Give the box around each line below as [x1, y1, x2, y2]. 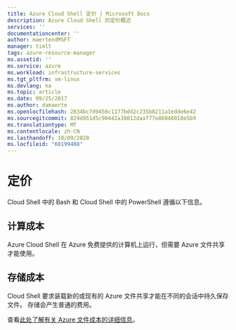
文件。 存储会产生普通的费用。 [7, 300, 96, 309]
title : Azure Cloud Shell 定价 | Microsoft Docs [7, 10, 150, 18]
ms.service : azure [7, 62, 61, 70]
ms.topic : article [7, 88, 61, 95]
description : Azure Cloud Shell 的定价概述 [7, 17, 131, 24]
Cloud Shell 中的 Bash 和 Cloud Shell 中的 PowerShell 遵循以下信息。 [7, 198, 206, 206]
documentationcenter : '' [7, 29, 80, 37]
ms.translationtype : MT [7, 121, 77, 128]
